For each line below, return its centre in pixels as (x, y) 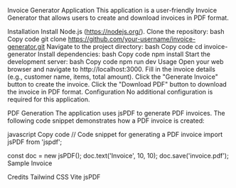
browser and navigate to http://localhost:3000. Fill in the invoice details (111, 69)
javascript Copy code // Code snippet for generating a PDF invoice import (115, 134)
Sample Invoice (30, 163)
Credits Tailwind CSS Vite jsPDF (54, 177)
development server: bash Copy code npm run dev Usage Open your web (116, 62)
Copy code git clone (37, 39)
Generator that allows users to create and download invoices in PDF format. (118, 18)
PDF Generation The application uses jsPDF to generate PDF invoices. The (116, 113)
